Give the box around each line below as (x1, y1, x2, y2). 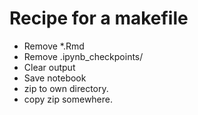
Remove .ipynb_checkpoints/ (23, 50, 144, 62)
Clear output (23, 61, 76, 73)
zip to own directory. (23, 82, 109, 94)
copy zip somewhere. (23, 93, 114, 105)
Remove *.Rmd (23, 40, 85, 52)
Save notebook (23, 72, 87, 84)
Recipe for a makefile (9, 7, 189, 30)
